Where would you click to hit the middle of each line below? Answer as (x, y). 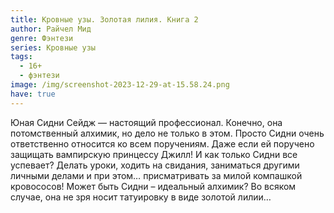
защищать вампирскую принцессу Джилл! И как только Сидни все (154, 154)
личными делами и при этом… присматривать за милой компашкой (156, 175)
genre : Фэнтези (42, 38)
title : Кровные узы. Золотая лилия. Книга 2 (104, 19)
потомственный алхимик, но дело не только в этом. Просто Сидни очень (167, 133)
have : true (33, 94)
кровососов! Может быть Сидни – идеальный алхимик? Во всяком (153, 186)
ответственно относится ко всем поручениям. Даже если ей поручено (162, 143)
